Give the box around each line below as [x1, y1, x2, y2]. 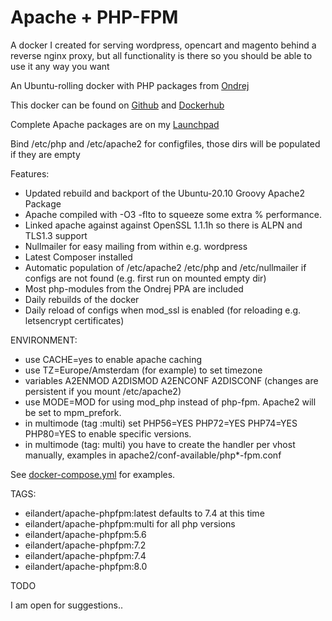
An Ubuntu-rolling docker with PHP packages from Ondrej [10, 79, 250, 91]
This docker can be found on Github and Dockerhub [10, 99, 225, 111]
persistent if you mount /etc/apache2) [24, 385, 182, 397]
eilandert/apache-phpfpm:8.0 [24, 560, 148, 572]
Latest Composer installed [24, 251, 133, 263]
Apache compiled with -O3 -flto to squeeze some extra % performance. [24, 208, 322, 220]
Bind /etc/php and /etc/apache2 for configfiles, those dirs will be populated [10, 137, 321, 150]
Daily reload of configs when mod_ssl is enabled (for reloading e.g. [24, 304, 302, 316]
